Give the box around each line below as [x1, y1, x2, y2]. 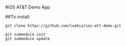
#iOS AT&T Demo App [5, 4, 50, 10]
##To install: [5, 14, 31, 19]
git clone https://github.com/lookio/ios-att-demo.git [5, 23, 122, 28]
